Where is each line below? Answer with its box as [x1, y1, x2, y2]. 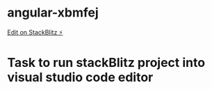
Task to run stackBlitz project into [7, 55, 206, 70]
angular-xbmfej [7, 5, 99, 21]
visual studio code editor [7, 70, 154, 86]
